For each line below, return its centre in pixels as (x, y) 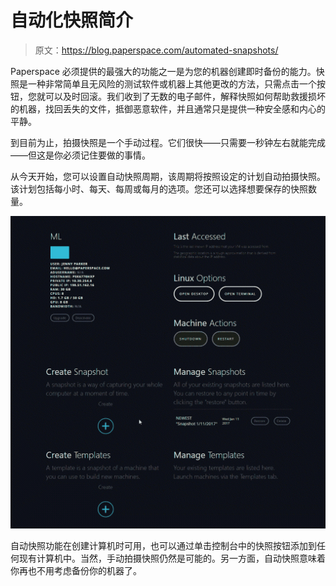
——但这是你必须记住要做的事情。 (80, 155)
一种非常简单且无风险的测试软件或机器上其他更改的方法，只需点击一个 (172, 83)
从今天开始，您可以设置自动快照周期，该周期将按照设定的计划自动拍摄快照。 (168, 176)
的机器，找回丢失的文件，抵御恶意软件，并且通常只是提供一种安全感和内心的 (168, 108)
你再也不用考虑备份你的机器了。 (76, 570)
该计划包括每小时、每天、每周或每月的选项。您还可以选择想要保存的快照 (159, 188)
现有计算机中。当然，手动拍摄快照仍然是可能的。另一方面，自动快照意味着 (172, 558)
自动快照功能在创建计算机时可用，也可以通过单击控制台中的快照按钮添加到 (163, 545)
